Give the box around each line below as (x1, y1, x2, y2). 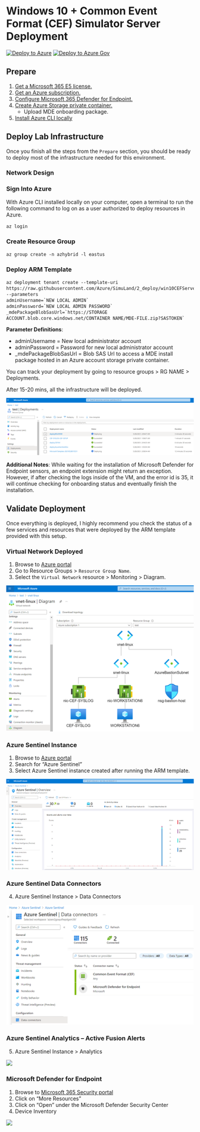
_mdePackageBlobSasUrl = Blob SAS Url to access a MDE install (14, 350, 173, 357)
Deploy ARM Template (6, 265, 72, 273)
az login (6, 223, 28, 230)
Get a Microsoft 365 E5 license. (14, 82, 92, 90)
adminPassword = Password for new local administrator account (14, 344, 174, 351)
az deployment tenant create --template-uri (6, 280, 118, 286)
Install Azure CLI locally (14, 114, 73, 121)
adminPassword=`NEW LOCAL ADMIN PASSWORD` (6, 304, 113, 310)
